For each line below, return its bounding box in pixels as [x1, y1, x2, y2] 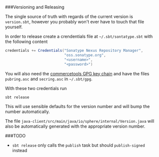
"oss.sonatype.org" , [64, 52, 106, 58]
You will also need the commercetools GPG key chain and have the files [5, 70, 150, 76]
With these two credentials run [5, 85, 67, 91]
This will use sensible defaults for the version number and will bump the [5, 103, 150, 109]
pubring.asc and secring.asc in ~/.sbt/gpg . [5, 76, 93, 82]
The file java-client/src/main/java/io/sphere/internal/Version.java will [5, 118, 155, 124]
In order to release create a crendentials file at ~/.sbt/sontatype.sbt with [5, 34, 153, 39]
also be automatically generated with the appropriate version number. [5, 123, 146, 129]
